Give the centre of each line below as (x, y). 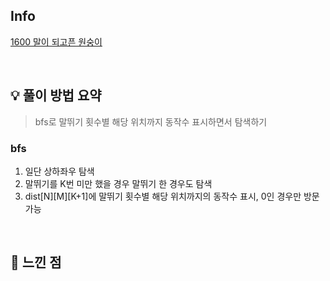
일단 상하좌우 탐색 (59, 171)
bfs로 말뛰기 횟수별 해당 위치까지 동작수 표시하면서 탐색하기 (151, 121)
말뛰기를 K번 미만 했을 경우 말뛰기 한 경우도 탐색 (118, 183)
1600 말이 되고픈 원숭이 (56, 41)
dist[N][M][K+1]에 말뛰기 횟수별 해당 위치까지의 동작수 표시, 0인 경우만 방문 (172, 196)
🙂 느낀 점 (36, 262)
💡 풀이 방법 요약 (56, 95)
